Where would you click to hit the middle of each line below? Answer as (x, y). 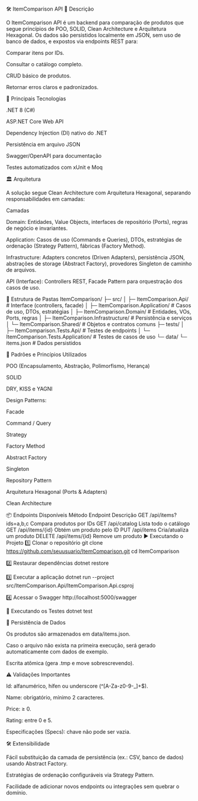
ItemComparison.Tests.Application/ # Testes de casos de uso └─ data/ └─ (97, 337)
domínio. (17, 793)
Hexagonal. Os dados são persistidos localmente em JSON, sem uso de (94, 35)
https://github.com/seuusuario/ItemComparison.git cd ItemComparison (93, 551)
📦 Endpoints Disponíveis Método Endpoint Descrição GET (77, 515)
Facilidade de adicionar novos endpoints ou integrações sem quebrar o (93, 786)
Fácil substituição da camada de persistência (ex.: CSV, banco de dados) (95, 757)
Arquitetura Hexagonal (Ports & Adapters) (57, 492)
